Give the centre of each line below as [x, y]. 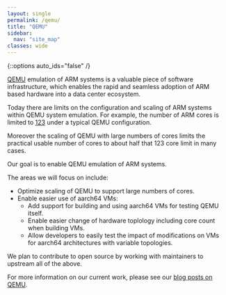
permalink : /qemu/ [34, 20]
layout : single [29, 14]
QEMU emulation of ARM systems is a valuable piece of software [100, 79]
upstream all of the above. [45, 264]
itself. [35, 213]
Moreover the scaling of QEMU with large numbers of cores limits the [106, 136]
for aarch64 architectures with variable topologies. [100, 243]
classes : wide [28, 46]
